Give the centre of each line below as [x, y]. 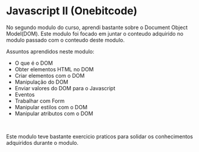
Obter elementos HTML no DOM [54, 69]
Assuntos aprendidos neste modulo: [50, 51]
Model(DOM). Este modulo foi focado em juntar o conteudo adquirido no [95, 33]
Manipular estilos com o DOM [51, 107]
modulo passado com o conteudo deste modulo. [65, 40]
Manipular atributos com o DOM [54, 113]
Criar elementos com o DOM [50, 75]
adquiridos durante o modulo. [42, 142]
